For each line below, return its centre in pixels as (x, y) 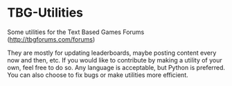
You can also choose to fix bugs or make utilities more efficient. (98, 75)
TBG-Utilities (45, 13)
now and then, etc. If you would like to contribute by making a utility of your (115, 60)
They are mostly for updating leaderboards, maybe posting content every (112, 53)
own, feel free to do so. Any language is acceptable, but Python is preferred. (116, 67)
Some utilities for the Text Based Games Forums (76, 32)
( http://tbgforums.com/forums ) (51, 39)
